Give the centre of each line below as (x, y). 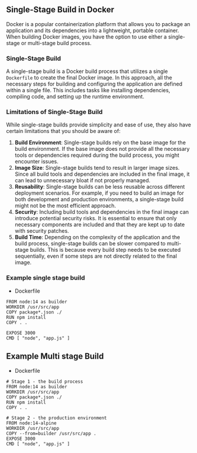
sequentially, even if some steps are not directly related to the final (96, 256)
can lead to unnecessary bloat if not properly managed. (83, 180)
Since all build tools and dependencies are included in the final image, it (102, 174)
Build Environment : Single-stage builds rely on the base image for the (100, 142)
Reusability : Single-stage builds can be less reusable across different (100, 187)
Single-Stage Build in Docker (60, 10)
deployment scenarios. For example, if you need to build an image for (99, 193)
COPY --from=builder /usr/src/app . (51, 433)
